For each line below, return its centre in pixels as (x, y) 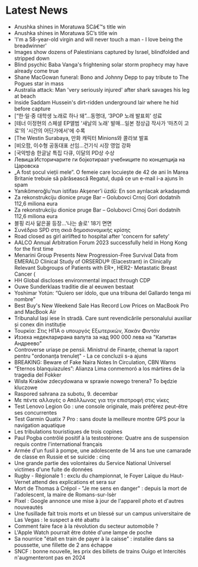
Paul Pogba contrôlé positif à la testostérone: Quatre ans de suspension (101, 438)
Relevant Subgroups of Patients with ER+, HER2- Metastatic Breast (95, 267)
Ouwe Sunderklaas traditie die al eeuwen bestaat (74, 286)
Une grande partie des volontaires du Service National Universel (92, 463)
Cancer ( (25, 274)
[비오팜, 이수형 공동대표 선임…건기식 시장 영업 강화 (72, 145)
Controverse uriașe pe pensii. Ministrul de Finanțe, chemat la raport (96, 349)
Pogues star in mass (39, 83)
